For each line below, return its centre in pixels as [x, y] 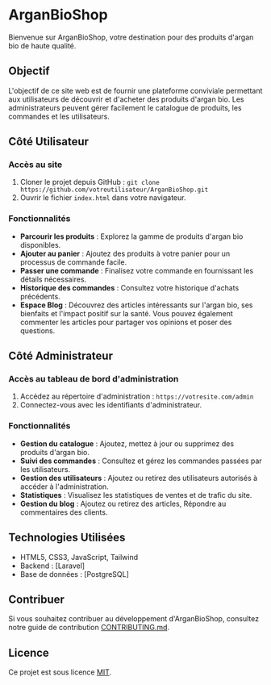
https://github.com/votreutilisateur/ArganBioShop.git [114, 190]
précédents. [40, 296]
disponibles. [40, 244]
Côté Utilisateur [49, 142]
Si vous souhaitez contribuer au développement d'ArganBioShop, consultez [134, 619]
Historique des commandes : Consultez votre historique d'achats [129, 287]
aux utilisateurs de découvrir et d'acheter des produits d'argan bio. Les [126, 99]
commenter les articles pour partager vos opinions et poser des [126, 322]
